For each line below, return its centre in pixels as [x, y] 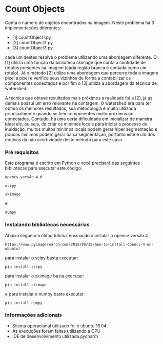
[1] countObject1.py [31, 37]
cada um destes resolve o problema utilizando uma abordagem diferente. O [81, 57]
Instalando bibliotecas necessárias [47, 225]
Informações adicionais [34, 315]
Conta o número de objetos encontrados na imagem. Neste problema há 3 [80, 23]
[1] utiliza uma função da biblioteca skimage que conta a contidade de [76, 62]
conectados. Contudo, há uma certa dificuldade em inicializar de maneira [79, 119]
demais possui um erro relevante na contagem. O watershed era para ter [78, 103]
